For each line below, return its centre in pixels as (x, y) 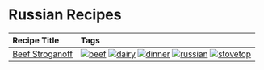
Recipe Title (36, 40)
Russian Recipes (65, 15)
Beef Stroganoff (43, 54)
